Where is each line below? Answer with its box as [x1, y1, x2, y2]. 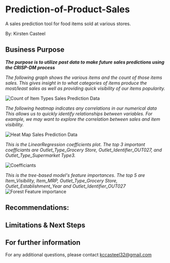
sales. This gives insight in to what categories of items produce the [5, 79, 147, 86]
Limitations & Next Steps [5, 220, 86, 229]
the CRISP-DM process [5, 64, 55, 70]
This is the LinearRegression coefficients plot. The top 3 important [5, 141, 145, 147]
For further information [5, 238, 81, 247]
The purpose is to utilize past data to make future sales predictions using [5, 59, 165, 65]
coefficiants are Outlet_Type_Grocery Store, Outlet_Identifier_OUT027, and [5, 147, 162, 153]
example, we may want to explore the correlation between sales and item [5, 116, 160, 122]
